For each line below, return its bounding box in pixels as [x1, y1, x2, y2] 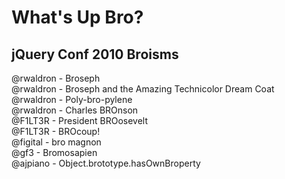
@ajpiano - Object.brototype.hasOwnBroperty [11, 157, 201, 169]
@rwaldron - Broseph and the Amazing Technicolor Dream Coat [11, 83, 275, 95]
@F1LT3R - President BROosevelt [11, 115, 148, 126]
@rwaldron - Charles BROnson [11, 104, 139, 116]
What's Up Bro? [11, 6, 144, 29]
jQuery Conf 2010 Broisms [11, 46, 179, 63]
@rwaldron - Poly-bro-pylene [11, 94, 133, 105]
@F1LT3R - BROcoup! [11, 126, 101, 137]
